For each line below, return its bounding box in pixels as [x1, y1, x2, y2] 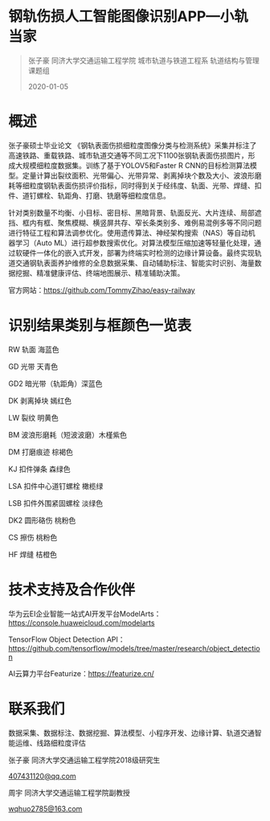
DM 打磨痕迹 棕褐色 [8, 447, 74, 457]
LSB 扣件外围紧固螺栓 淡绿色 [8, 498, 103, 507]
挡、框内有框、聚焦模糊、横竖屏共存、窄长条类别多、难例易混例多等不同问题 [8, 218, 262, 228]
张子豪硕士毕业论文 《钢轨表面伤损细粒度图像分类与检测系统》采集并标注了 [8, 140, 257, 150]
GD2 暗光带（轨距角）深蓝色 [8, 379, 103, 388]
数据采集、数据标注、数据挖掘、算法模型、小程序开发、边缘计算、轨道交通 [8, 728, 255, 737]
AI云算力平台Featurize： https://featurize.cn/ [8, 668, 154, 678]
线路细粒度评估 [35, 737, 86, 748]
